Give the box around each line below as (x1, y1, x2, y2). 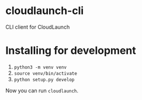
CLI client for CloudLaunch (5, 23, 70, 30)
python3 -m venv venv (13, 64, 67, 70)
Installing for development (5, 44, 136, 57)
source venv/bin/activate (13, 70, 77, 77)
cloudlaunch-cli (5, 4, 84, 18)
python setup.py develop (13, 77, 75, 82)
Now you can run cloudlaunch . (5, 87, 79, 94)
